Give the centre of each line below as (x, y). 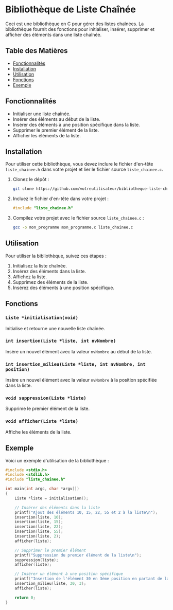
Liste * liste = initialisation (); (51, 498)
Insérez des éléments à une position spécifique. (64, 288)
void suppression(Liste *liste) (46, 398)
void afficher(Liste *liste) (42, 421)
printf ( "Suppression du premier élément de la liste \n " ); (78, 555)
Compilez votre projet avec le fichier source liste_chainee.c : (78, 218)
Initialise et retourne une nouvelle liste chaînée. (55, 328)
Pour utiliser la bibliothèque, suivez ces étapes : (56, 256)
